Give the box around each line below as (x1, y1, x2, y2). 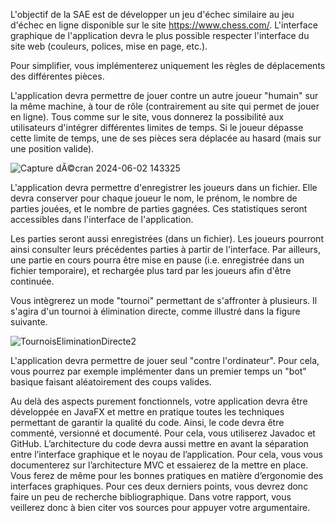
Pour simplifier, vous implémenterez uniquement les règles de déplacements (10, 60, 326, 71)
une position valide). (10, 143, 95, 154)
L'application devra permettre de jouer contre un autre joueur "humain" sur (10, 90, 319, 101)
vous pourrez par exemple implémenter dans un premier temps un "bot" (10, 365, 307, 377)
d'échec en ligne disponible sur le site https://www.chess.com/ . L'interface (10, 19, 318, 31)
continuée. (10, 275, 55, 287)
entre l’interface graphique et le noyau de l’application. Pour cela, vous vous (10, 449, 323, 460)
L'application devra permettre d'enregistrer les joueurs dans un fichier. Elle (10, 182, 318, 193)
